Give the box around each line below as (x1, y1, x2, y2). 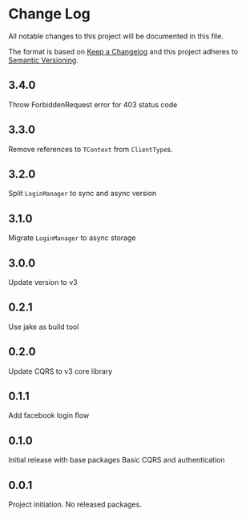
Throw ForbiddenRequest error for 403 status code (8, 99, 178, 109)
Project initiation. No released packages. (8, 499, 142, 509)
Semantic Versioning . (8, 55, 79, 65)
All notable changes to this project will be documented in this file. (8, 31, 224, 41)
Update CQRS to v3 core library (8, 366, 113, 376)
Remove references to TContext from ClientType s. (8, 144, 173, 154)
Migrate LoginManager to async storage (8, 233, 136, 242)
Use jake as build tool (8, 322, 79, 331)
